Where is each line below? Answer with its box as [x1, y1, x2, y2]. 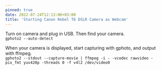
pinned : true [5, 7, 33, 13]
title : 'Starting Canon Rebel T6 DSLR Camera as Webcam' [5, 17, 128, 22]
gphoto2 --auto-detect [5, 36, 53, 41]
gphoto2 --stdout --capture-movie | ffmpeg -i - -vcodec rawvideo [5, 56, 149, 61]
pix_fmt [5, 60, 22, 65]
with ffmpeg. [5, 50, 32, 56]
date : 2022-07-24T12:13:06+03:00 [5, 12, 76, 17]
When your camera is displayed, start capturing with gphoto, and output [5, 45, 156, 51]
